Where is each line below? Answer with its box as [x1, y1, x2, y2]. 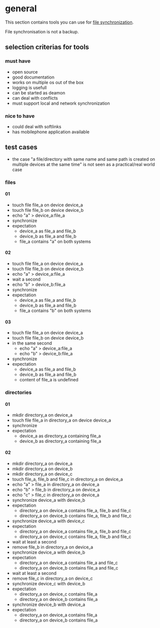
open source [12, 69, 38, 75]
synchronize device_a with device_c [12, 518, 85, 524]
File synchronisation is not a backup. [5, 29, 79, 34]
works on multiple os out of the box [12, 79, 84, 85]
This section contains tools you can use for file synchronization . [5, 19, 134, 25]
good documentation [12, 74, 55, 80]
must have [5, 57, 31, 64]
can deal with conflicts [12, 95, 58, 101]
